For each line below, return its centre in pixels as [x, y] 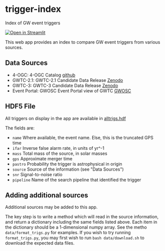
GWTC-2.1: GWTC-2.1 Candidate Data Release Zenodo [68, 80]
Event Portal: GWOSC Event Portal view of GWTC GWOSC [72, 91]
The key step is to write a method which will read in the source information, [82, 217]
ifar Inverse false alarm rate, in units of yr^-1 [58, 148]
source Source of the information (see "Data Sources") [68, 169]
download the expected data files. [40, 243]
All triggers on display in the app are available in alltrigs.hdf [66, 118]
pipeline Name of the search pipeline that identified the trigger [77, 180]
